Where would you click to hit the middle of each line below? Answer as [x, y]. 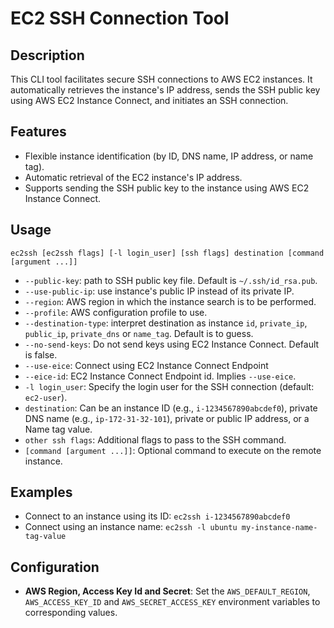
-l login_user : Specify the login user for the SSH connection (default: [169, 386]
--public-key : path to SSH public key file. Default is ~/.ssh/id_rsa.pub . [171, 280]
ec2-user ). [46, 397]
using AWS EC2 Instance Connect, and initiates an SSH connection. [149, 100]
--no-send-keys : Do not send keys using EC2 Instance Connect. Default [172, 344]
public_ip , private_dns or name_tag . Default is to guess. [139, 333]
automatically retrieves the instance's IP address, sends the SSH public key [165, 90]
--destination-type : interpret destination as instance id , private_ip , [166, 323]
